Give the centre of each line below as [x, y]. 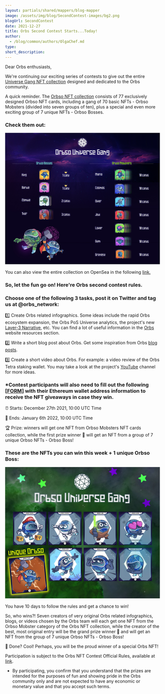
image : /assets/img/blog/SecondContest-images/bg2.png [62, 16]
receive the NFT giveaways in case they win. [59, 397]
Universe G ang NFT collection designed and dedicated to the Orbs [72, 81]
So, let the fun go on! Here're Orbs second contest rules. [74, 285]
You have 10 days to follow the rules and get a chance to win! [67, 606]
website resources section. [32, 333]
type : [11, 47]
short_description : [25, 52]
